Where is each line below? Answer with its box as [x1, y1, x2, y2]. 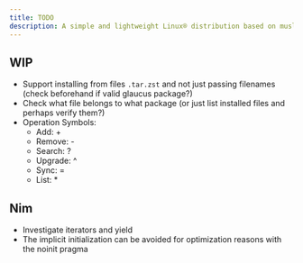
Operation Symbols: [22, 117, 96, 128]
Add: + [35, 127, 61, 138]
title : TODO [9, 13, 54, 23]
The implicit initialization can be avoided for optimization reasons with [22, 234, 282, 245]
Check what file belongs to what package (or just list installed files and [22, 98, 286, 109]
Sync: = [35, 165, 65, 176]
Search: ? [35, 146, 72, 157]
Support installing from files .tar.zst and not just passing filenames [22, 78, 276, 90]
